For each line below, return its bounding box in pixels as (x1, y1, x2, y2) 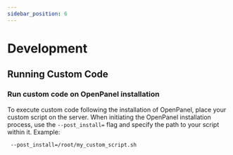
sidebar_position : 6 (7, 10, 68, 18)
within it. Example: (7, 128, 61, 136)
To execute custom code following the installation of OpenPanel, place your (7, 105, 227, 114)
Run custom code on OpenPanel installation (7, 89, 160, 99)
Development (7, 40, 88, 56)
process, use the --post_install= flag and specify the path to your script (7, 120, 220, 128)
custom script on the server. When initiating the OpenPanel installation (7, 113, 211, 121)
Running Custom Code (7, 68, 109, 81)
